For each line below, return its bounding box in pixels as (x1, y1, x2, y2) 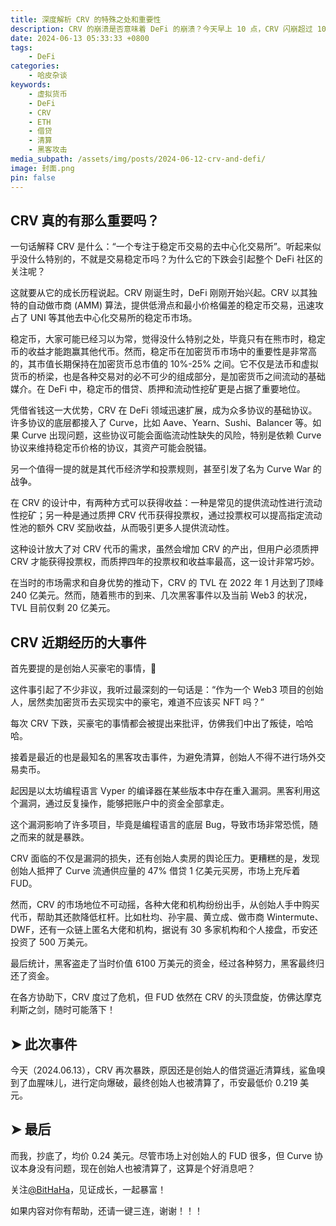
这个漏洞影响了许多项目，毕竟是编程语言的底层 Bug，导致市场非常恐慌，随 (10, 819, 318, 831)
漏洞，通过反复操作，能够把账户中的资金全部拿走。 (18, 797, 230, 810)
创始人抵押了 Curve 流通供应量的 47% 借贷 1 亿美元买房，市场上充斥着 (10, 865, 301, 877)
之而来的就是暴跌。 (10, 831, 90, 843)
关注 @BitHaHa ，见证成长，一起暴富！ (10, 1183, 167, 1195)
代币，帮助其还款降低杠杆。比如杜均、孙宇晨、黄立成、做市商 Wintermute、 (10, 911, 324, 923)
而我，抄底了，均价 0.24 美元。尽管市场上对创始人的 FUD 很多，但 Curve (10, 1149, 313, 1161)
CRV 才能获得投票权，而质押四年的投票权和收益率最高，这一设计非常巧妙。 (10, 556, 320, 568)
